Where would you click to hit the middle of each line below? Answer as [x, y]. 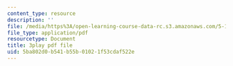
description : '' [31, 20]
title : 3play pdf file [40, 45]
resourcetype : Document [42, 39]
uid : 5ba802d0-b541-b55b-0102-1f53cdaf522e [71, 52]
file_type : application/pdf [48, 33]
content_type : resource [42, 13]
